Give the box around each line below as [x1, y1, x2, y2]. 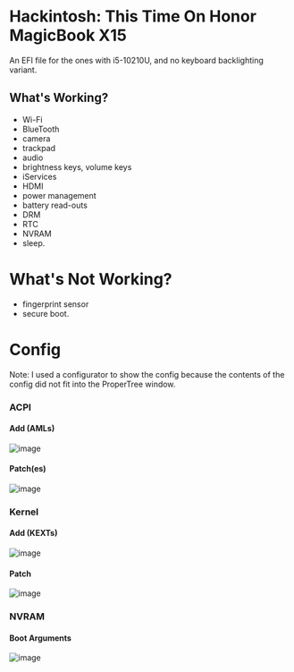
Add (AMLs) [9, 423, 55, 434]
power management [21, 190, 97, 200]
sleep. [21, 237, 46, 248]
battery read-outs [21, 200, 88, 210]
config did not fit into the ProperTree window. [9, 379, 176, 389]
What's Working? [9, 90, 109, 106]
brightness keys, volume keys [21, 161, 132, 172]
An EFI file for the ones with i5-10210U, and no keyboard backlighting [9, 55, 264, 65]
